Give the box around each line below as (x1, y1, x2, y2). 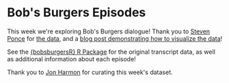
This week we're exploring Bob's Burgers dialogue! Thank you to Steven (7, 27, 211, 35)
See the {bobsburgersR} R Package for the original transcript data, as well (7, 48, 215, 56)
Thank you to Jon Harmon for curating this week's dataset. (7, 68, 173, 76)
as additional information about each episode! (7, 54, 137, 63)
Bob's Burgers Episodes (7, 5, 146, 20)
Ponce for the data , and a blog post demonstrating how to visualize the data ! (7, 34, 223, 42)
